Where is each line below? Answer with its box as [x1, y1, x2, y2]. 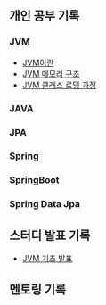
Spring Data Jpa [9, 198, 80, 210]
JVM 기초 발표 [21, 253, 73, 264]
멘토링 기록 [9, 282, 67, 297]
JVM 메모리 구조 [21, 68, 80, 78]
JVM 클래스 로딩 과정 [21, 79, 97, 90]
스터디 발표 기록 [9, 227, 91, 243]
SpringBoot [9, 174, 60, 186]
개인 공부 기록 [9, 8, 80, 24]
